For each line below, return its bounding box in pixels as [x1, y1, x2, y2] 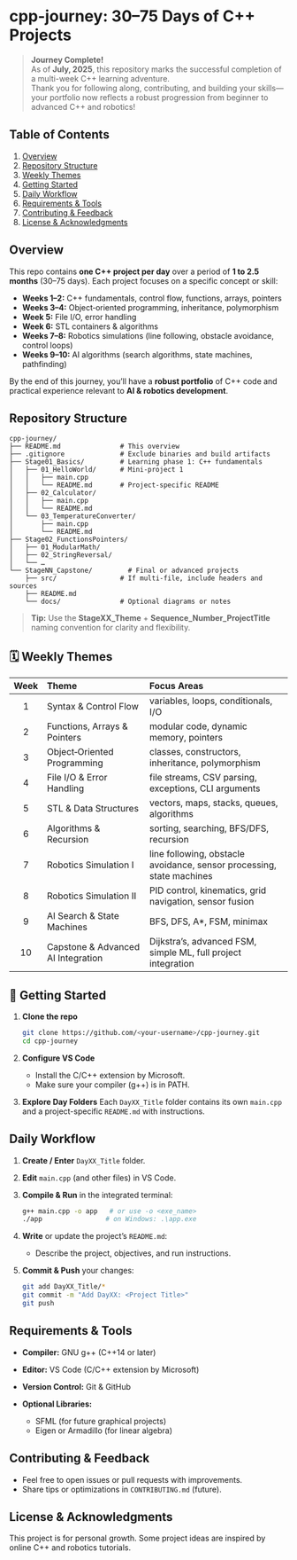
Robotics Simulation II [47, 890, 137, 902]
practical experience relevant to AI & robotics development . [9, 385, 228, 396]
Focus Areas [148, 680, 204, 693]
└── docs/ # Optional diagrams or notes [25, 597, 232, 607]
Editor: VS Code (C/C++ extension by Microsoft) [21, 1364, 200, 1375]
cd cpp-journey [21, 1036, 79, 1046]
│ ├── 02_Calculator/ [9, 489, 97, 498]
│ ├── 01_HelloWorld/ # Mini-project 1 [9, 466, 184, 474]
